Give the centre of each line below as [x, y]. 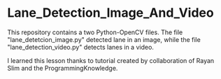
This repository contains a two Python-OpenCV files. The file [95, 32]
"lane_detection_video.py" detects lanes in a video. [80, 47]
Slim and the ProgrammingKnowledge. [63, 68]
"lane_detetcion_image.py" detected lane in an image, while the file [104, 39]
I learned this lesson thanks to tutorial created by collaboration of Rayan [111, 60]
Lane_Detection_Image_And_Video [111, 13]
